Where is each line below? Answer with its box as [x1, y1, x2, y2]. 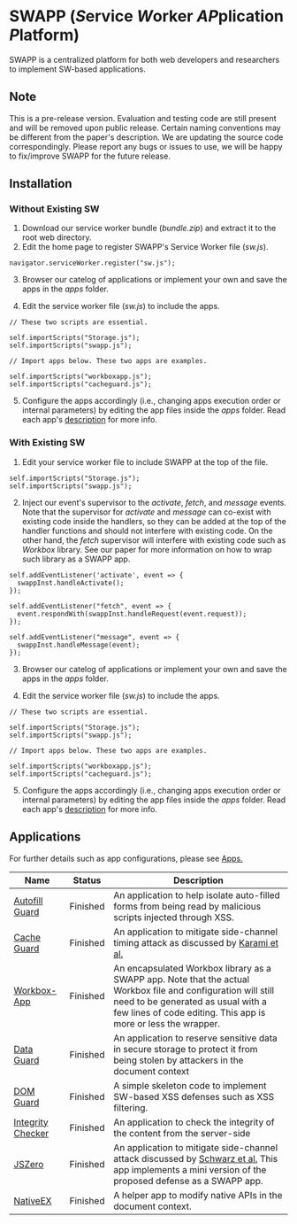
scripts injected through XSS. [113, 910, 234, 923]
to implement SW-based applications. [9, 64, 146, 74]
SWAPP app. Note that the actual [113, 972, 250, 985]
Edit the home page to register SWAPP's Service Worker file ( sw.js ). [21, 242, 269, 252]
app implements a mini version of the [113, 1163, 267, 1175]
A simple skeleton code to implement [113, 1079, 267, 1091]
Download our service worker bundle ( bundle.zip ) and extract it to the [21, 223, 277, 234]
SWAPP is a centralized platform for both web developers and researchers [9, 54, 280, 65]
